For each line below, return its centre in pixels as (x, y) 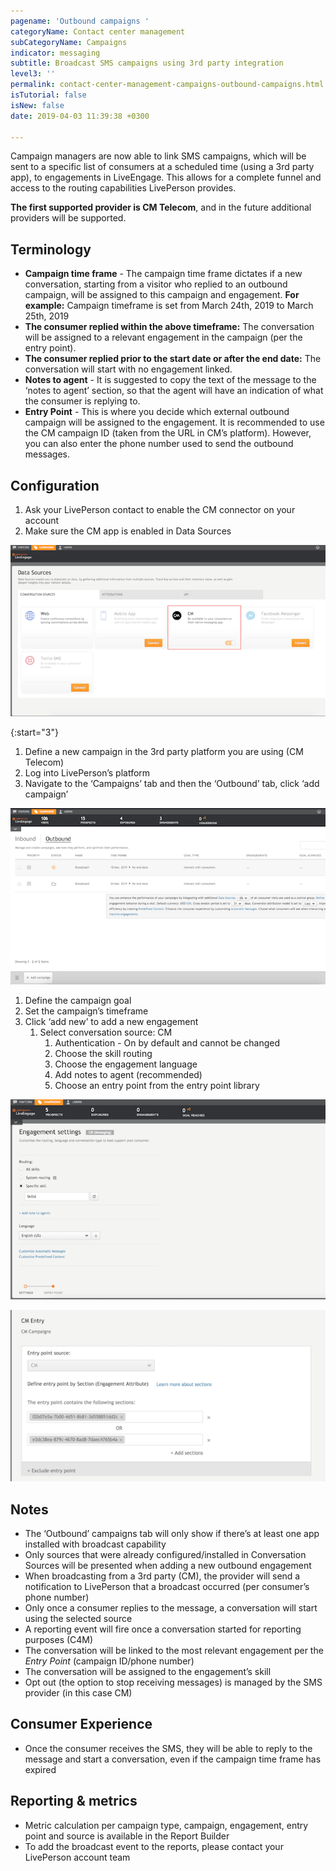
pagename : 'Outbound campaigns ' (80, 21)
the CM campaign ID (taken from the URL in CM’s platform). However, (168, 433)
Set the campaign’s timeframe (86, 1011)
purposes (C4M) (59, 1640)
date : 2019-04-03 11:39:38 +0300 (80, 116)
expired (40, 1769)
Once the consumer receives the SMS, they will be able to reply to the (168, 1748)
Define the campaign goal (78, 1001)
